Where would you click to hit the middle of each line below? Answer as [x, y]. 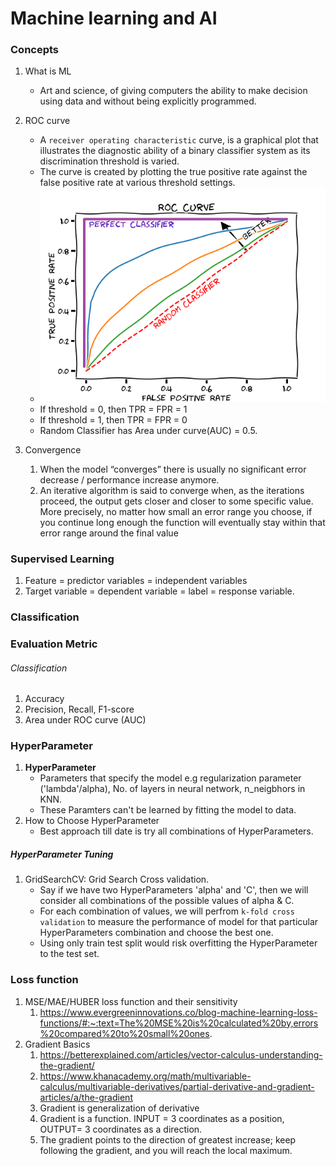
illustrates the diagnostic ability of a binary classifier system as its [175, 151]
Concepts [35, 50]
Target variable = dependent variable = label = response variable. [159, 591]
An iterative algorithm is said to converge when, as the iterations [172, 490]
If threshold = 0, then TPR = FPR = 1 [113, 409]
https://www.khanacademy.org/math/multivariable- [145, 1076]
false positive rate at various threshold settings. [137, 183]
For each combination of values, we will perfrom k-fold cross [167, 911]
